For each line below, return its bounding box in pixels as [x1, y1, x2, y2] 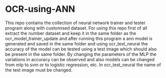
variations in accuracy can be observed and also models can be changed [5, 56, 155, 62]
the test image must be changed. [5, 67, 73, 73]
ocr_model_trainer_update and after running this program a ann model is [5, 36, 153, 41]
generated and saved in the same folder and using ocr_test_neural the [5, 40, 148, 46]
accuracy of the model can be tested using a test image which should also [5, 46, 157, 52]
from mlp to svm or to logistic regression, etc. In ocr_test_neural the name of [5, 62, 161, 68]
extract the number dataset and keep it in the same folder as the [5, 30, 136, 36]
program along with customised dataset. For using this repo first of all [5, 25, 148, 31]
